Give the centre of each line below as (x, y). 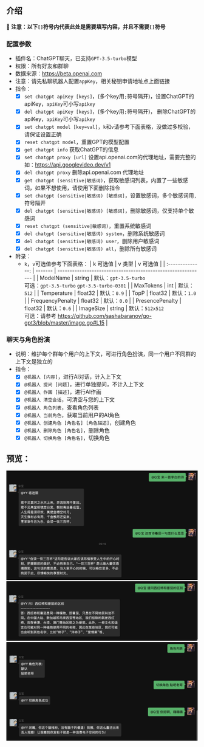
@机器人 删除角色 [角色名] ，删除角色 (67, 430)
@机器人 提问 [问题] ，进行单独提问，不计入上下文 (84, 384)
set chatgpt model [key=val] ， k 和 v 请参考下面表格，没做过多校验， (109, 127)
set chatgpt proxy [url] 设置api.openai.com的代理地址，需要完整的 (110, 157)
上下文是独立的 (34, 362)
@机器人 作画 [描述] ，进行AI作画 (63, 392)
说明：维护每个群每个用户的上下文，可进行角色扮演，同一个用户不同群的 (105, 354)
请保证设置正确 (43, 134)
